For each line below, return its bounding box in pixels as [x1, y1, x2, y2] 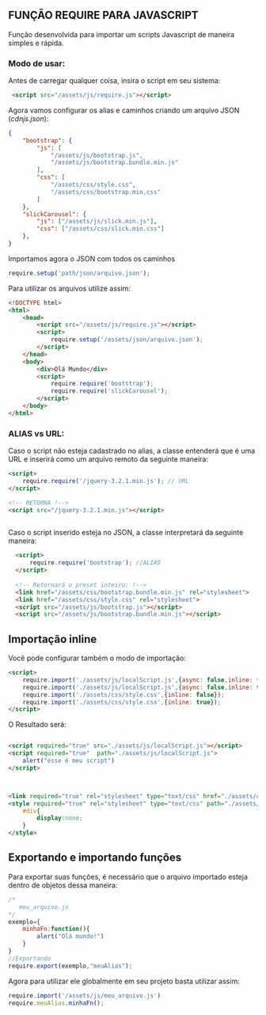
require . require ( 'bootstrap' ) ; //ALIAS [28, 559, 161, 567]
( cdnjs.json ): [8, 113, 49, 124]
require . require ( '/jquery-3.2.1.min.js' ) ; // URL [22, 477, 190, 485]
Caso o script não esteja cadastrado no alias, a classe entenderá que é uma [8, 446, 256, 456]
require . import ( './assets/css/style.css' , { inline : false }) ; [22, 690, 225, 698]
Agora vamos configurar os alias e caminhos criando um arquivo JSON [8, 105, 240, 115]
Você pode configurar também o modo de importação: [8, 653, 186, 663]
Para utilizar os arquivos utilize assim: [8, 283, 131, 293]
